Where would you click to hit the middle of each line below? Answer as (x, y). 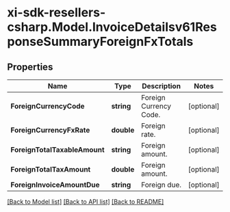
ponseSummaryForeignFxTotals (100, 42)
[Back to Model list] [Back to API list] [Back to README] (86, 202)
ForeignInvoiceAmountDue (55, 185)
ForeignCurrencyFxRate (50, 130)
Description (161, 86)
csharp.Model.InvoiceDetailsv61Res (112, 27)
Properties (30, 67)
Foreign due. (161, 185)
